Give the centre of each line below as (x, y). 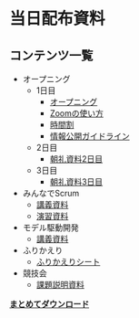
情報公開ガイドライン (89, 136)
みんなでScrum (51, 193)
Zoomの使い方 (77, 113)
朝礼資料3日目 (76, 182)
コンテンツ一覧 (51, 55)
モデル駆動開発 (50, 228)
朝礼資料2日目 (76, 159)
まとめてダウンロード (49, 304)
